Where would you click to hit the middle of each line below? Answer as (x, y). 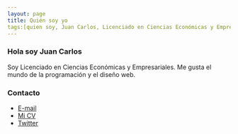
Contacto (24, 92)
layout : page (27, 14)
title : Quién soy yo (38, 20)
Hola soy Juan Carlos (45, 51)
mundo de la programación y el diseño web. (72, 74)
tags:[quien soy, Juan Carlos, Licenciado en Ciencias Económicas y (110, 27)
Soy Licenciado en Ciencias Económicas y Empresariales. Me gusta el (109, 67)
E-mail (27, 108)
